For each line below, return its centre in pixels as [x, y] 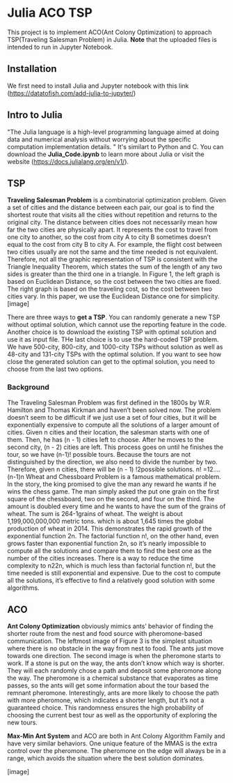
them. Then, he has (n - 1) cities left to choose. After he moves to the [106, 439]
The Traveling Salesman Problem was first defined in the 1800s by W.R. [109, 402]
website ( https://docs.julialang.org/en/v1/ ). [68, 161]
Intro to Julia [35, 115]
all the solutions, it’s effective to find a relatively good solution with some [111, 580]
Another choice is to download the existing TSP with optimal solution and [112, 332]
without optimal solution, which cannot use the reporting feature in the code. [117, 325]
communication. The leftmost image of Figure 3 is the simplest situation [110, 641]
